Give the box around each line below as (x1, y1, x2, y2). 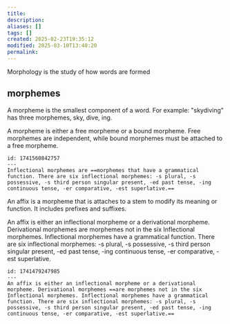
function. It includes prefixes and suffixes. (7, 204, 126, 213)
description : (7, 17, 45, 23)
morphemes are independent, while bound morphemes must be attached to (7, 134, 223, 142)
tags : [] (7, 29, 32, 37)
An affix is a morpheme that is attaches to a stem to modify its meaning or (7, 197, 218, 205)
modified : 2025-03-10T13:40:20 (7, 42, 97, 49)
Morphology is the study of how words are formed (7, 67, 151, 76)
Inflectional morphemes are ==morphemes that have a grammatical (7, 166, 199, 173)
